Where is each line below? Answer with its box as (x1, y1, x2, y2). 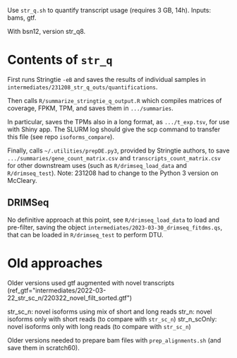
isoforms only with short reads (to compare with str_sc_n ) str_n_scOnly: (7, 314, 217, 323)
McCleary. (7, 176, 37, 184)
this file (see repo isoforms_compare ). (7, 132, 115, 141)
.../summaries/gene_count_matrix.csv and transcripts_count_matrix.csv (7, 153, 221, 162)
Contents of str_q (7, 52, 113, 68)
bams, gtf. (7, 13, 37, 22)
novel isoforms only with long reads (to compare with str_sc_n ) (7, 322, 192, 330)
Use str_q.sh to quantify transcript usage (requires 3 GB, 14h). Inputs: (7, 6, 212, 14)
